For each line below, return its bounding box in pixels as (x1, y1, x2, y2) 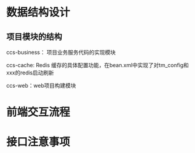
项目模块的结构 (6, 31, 62, 42)
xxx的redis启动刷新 (6, 69, 55, 76)
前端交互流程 (6, 105, 71, 119)
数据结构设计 (6, 5, 71, 19)
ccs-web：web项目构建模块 (6, 82, 76, 89)
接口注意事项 (6, 135, 71, 149)
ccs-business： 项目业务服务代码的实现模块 (6, 49, 116, 56)
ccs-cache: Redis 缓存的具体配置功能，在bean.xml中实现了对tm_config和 (6, 62, 189, 68)
